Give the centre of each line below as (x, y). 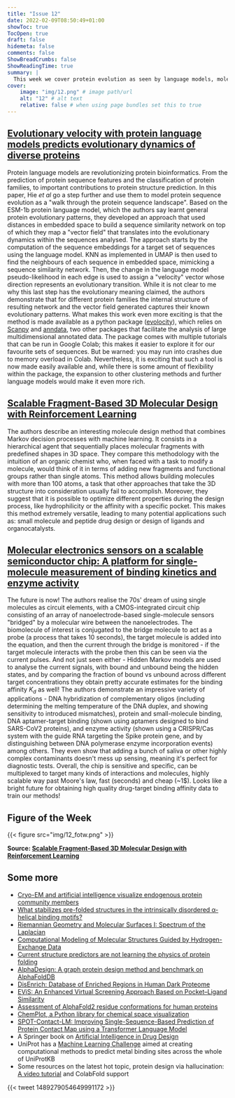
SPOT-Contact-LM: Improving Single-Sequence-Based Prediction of (116, 1021)
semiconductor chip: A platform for (86, 561)
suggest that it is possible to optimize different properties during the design (116, 498)
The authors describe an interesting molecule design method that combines (116, 431)
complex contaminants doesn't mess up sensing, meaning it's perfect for (113, 758)
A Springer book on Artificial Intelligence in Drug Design (98, 1036)
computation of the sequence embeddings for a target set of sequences (111, 247)
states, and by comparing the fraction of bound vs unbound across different (117, 675)
